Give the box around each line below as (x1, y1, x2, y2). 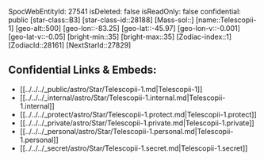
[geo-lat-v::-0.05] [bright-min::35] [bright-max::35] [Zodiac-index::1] (8, 32, 232, 41)
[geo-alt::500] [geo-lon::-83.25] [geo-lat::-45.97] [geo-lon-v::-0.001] (15, 24, 240, 33)
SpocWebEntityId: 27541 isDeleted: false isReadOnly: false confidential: (8, 7, 242, 16)
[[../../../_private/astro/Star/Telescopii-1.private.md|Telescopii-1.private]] (19, 118, 255, 128)
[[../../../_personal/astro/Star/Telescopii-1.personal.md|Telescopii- (19, 126, 234, 136)
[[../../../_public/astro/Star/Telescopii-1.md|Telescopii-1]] (19, 84, 203, 94)
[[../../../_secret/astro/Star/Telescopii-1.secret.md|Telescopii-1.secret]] (19, 143, 248, 153)
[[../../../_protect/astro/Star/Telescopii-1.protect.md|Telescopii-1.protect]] (19, 109, 258, 119)
